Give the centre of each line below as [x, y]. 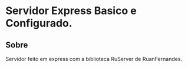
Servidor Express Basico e [71, 11]
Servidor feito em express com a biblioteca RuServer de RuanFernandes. [94, 59]
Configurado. [39, 23]
